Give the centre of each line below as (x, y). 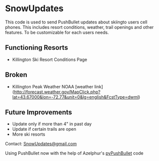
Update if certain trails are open (44, 129)
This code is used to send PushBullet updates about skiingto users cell (76, 22)
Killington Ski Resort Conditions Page (50, 60)
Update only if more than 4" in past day (52, 124)
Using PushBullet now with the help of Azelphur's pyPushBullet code (74, 153)
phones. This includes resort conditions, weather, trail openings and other (79, 27)
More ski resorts (29, 134)
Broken (16, 75)
